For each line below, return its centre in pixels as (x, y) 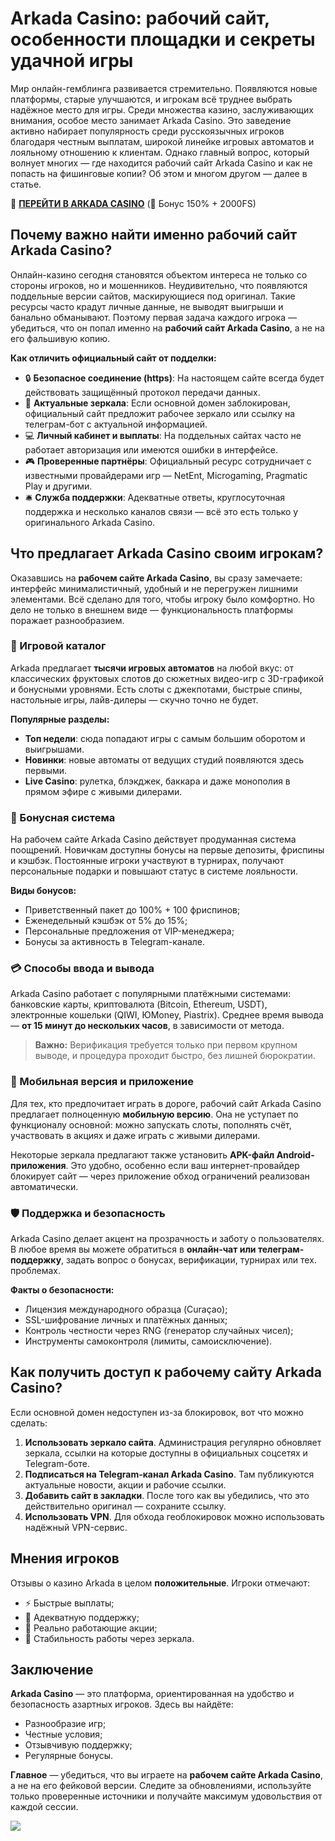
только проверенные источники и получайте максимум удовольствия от (166, 1796)
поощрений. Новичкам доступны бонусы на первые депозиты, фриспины (167, 850)
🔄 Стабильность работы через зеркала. (109, 1638)
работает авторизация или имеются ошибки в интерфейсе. (151, 449)
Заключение (52, 1670)
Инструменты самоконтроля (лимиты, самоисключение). (148, 1341)
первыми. (46, 770)
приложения (38, 1165)
